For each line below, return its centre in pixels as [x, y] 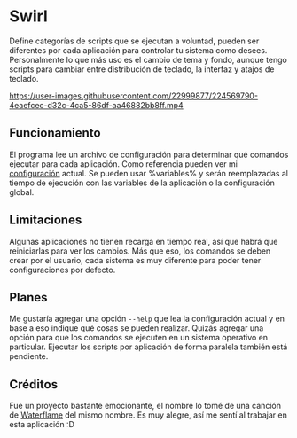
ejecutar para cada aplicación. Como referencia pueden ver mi [123, 164]
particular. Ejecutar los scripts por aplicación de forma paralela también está [148, 347]
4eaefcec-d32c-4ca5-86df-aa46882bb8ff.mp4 [96, 105]
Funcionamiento [55, 133]
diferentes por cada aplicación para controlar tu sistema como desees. [138, 50]
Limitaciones [46, 220]
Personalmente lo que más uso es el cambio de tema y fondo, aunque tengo [148, 59]
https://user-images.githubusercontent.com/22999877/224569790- [134, 96]
